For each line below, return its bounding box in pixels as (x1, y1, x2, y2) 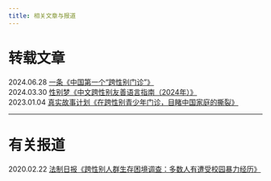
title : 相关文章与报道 (8, 11, 77, 20)
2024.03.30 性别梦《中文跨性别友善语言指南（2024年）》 (8, 87, 198, 97)
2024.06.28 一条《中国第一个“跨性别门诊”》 (8, 77, 155, 87)
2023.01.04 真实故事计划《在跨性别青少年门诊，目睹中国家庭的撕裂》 (8, 97, 239, 107)
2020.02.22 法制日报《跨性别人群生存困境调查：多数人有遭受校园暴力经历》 (8, 164, 261, 174)
